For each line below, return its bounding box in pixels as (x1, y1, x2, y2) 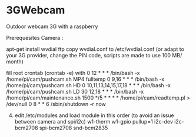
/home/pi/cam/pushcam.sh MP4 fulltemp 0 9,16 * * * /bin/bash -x (6, 76, 165, 83)
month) (6, 58, 24, 65)
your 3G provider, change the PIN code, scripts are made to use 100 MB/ (6, 52, 182, 59)
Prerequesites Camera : (6, 34, 64, 41)
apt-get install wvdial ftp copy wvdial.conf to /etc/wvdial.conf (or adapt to (6, 45, 184, 53)
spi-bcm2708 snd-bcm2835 (39, 124, 108, 131)
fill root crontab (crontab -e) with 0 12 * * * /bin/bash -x (6, 69, 140, 76)
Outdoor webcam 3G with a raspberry (6, 23, 98, 30)
